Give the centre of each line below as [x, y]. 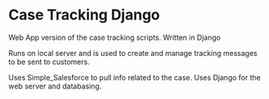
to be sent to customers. [49, 62]
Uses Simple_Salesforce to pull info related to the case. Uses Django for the [134, 77]
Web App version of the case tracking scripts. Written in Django [115, 37]
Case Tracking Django [84, 15]
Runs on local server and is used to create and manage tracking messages [133, 53]
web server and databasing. [55, 86]
